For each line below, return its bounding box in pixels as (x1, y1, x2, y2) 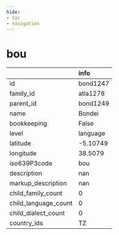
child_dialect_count (9, 209, 65, 218)
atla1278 (78, 90, 106, 98)
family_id (9, 90, 35, 98)
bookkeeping (9, 119, 47, 128)
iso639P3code (9, 159, 53, 168)
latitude (9, 139, 31, 148)
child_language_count (9, 199, 72, 207)
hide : (6, 9, 20, 15)
